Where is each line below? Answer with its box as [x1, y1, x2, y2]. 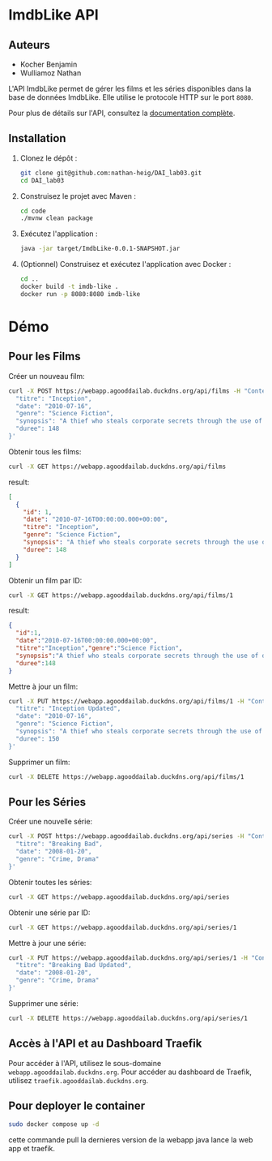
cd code [19, 207, 46, 215]
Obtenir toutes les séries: [8, 877, 92, 887]
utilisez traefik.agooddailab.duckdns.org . [8, 1075, 149, 1085]
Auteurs [8, 38, 51, 52]
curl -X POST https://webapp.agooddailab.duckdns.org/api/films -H [8, 387, 241, 395]
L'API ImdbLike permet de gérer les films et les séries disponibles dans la [8, 84, 252, 93]
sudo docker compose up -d [8, 1120, 100, 1129]
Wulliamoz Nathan [19, 68, 82, 78]
